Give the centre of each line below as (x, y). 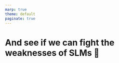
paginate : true (20, 18)
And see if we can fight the (60, 42)
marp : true (16, 9)
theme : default (20, 14)
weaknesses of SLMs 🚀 (52, 53)
